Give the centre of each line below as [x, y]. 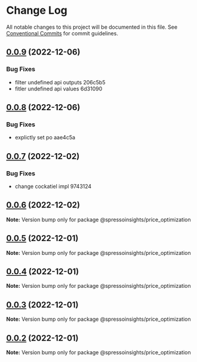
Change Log [37, 10]
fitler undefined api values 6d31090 [59, 89]
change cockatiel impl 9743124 [53, 186]
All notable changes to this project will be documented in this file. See [92, 27]
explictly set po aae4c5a [45, 138]
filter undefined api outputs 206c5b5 [60, 82]
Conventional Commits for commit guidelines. [62, 33]
